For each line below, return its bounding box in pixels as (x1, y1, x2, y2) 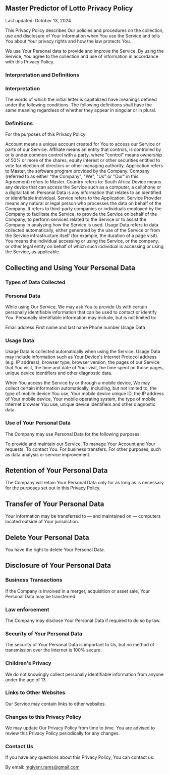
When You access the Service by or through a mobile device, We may (5, 380, 150, 386)
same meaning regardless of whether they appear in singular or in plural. (5, 107, 156, 113)
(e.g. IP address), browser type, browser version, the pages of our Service (5, 359, 160, 365)
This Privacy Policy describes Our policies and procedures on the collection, (5, 27, 164, 33)
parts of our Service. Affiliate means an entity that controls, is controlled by (5, 146, 161, 152)
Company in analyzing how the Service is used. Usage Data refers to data (5, 222, 159, 228)
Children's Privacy (5, 660, 51, 667)
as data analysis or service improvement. (5, 451, 91, 457)
